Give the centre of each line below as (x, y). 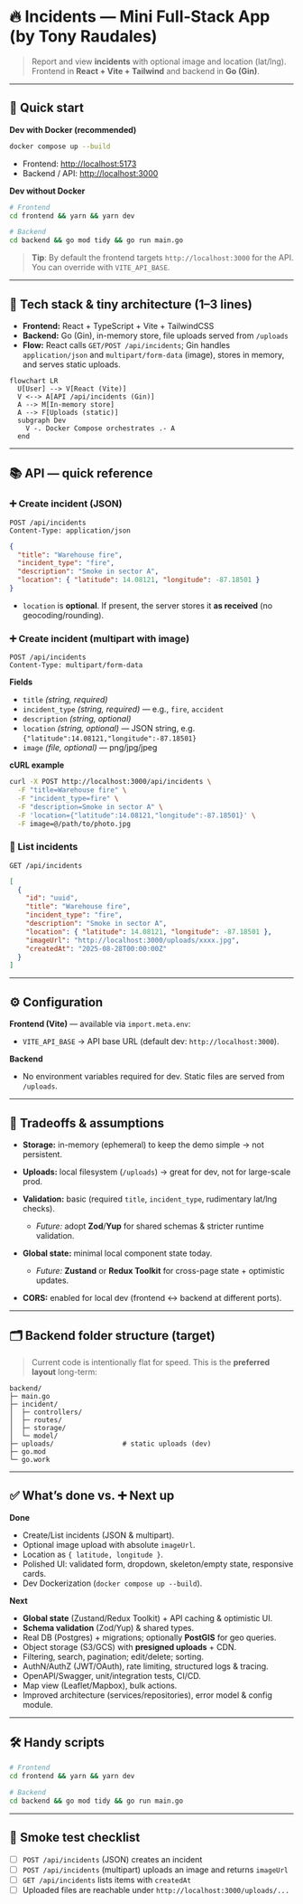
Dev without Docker (47, 191)
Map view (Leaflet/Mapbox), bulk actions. (100, 1685)
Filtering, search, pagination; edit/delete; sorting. (113, 1656)
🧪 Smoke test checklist (75, 1838)
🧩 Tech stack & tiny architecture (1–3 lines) (131, 304)
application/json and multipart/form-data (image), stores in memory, (153, 354)
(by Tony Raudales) (83, 37)
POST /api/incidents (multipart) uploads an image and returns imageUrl (155, 1870)
